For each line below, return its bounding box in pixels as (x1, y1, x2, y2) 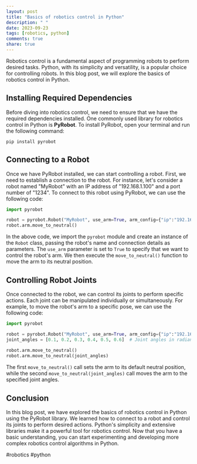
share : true (6, 42, 35, 48)
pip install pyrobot (6, 138, 57, 144)
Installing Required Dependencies (6, 93, 133, 103)
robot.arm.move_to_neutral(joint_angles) (6, 353, 109, 359)
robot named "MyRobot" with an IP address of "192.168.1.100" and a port (6, 182, 181, 189)
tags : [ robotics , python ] (6, 31, 69, 36)
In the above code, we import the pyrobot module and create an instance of (6, 233, 189, 241)
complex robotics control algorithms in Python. (6, 440, 119, 446)
